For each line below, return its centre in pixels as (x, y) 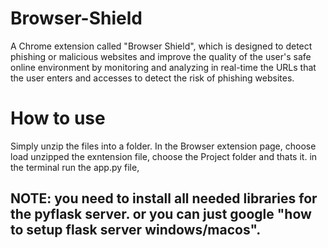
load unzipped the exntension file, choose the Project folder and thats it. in (164, 156)
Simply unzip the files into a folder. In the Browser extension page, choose (163, 146)
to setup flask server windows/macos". (136, 230)
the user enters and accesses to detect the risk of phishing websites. (152, 78)
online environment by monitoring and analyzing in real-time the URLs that (163, 67)
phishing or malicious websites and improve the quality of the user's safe (161, 56)
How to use (58, 118)
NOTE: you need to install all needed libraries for (164, 198)
